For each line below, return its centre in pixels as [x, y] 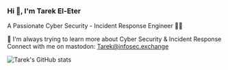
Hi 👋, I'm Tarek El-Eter [44, 11]
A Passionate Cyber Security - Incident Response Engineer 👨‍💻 [95, 26]
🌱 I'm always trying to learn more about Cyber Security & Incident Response [114, 39]
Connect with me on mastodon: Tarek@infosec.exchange [88, 47]
